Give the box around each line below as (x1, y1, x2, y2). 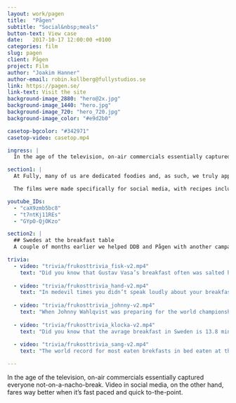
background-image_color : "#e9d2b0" (7, 115, 112, 122)
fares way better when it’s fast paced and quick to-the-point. (7, 388, 183, 396)
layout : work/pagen (7, 10, 65, 18)
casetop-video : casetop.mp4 (7, 134, 90, 141)
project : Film (7, 63, 49, 70)
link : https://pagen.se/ (7, 82, 80, 89)
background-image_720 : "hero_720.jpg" (7, 108, 121, 115)
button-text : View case (7, 30, 77, 37)
